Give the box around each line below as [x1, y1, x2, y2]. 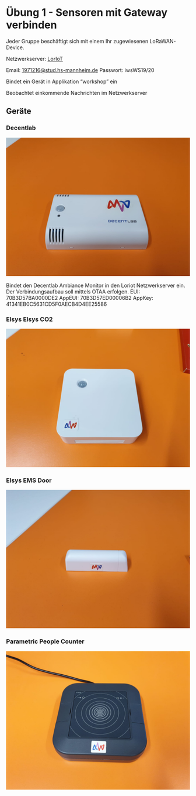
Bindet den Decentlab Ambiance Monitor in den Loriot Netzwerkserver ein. [6, 282, 185, 289]
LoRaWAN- [149, 37, 176, 45]
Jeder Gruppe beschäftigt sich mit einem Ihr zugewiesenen [6, 37, 149, 45]
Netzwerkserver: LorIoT [6, 55, 63, 62]
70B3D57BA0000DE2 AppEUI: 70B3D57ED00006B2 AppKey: [6, 294, 153, 301]
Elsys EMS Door [6, 476, 52, 484]
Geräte [6, 106, 32, 117]
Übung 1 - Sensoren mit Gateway [6, 6, 168, 19]
